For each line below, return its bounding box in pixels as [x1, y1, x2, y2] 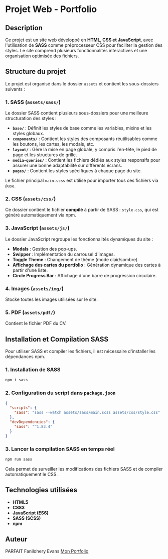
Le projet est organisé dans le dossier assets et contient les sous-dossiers [5, 80, 159, 86]
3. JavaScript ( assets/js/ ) [5, 225, 70, 232]
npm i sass [5, 378, 28, 383]
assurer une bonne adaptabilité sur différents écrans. [12, 162, 122, 169]
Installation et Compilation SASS [5, 335, 109, 344]
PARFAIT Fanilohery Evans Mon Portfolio [5, 548, 89, 554]
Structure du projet [5, 67, 66, 76]
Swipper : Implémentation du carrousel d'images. [12, 251, 115, 257]
